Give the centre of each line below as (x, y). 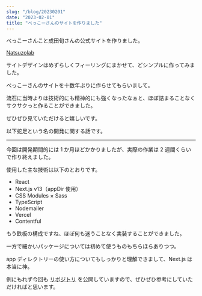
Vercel (23, 215)
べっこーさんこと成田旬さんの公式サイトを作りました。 (75, 41)
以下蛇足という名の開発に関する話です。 (56, 131)
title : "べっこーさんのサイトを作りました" (54, 23)
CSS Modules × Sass (41, 196)
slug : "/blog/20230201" (36, 12)
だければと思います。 (32, 287)
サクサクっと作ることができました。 (51, 106)
